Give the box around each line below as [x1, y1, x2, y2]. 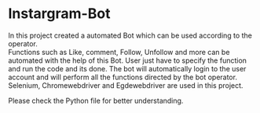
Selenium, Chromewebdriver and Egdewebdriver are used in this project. [8, 80, 244, 90]
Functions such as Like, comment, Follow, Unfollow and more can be [8, 47, 230, 56]
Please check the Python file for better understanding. [8, 96, 184, 105]
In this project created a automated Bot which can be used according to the [8, 31, 253, 40]
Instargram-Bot [8, 5, 111, 23]
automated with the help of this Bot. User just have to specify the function [8, 56, 247, 65]
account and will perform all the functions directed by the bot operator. [8, 72, 238, 82]
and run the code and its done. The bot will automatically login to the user [8, 64, 247, 73]
